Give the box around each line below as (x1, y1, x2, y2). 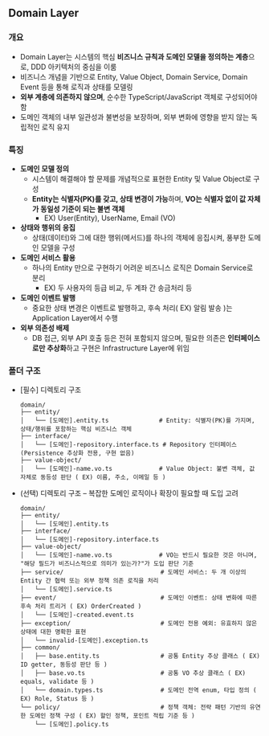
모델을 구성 (40, 243, 75, 252)
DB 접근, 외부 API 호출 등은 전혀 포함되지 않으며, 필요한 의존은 (31, 333, 226, 342)
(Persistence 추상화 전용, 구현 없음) (19, 449, 135, 457)
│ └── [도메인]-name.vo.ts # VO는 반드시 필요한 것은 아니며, (19, 551, 258, 559)
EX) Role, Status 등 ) (19, 695, 95, 703)
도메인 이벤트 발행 (19, 292, 76, 302)
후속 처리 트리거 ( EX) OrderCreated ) (19, 603, 142, 611)
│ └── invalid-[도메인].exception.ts (19, 636, 149, 645)
